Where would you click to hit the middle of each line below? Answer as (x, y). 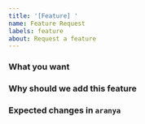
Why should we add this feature (72, 88)
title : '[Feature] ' (44, 16)
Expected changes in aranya (65, 110)
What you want (39, 67)
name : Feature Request (47, 24)
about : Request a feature (52, 38)
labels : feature (36, 31)
